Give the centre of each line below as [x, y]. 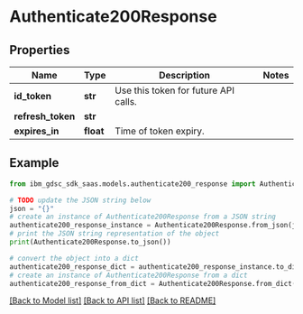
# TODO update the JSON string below [80, 200]
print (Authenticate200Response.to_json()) [90, 242]
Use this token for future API [174, 90]
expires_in [37, 131]
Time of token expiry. [160, 131]
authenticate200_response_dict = [72, 267]
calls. [126, 102]
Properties [40, 50]
